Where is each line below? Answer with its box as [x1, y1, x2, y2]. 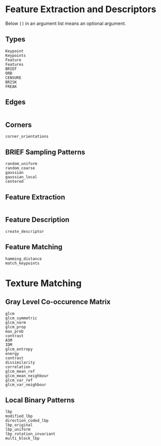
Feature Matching [5, 243, 62, 252]
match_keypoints [5, 260, 40, 266]
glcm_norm [5, 320, 26, 325]
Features [5, 62, 24, 67]
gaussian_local [5, 175, 38, 180]
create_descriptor [5, 229, 44, 234]
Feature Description [5, 216, 70, 224]
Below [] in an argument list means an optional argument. [5, 20, 126, 26]
